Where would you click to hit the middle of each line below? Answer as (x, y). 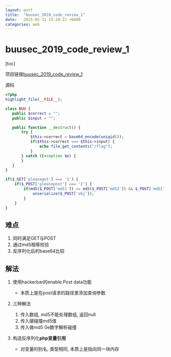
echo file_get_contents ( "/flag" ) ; (76, 147)
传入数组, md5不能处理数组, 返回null (58, 315)
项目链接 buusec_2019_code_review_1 (44, 74)
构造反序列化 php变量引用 (39, 338)
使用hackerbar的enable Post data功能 (52, 282)
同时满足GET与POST (34, 239)
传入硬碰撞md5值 (38, 321)
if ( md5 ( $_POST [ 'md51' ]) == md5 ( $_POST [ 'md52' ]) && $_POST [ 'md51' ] (95, 189)
